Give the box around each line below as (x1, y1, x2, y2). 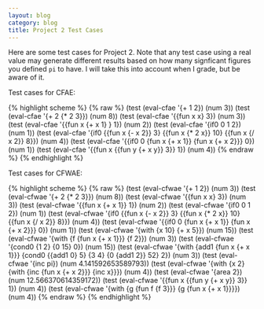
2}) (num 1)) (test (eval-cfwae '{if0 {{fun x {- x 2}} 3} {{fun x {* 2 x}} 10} (8, 209, 241, 219)
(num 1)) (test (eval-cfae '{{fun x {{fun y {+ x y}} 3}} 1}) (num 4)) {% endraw (8, 145, 254, 154)
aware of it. (8, 72, 45, 83)
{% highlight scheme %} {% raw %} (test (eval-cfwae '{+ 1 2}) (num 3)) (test (8, 184, 256, 193)
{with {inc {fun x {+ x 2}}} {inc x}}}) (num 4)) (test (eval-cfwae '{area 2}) (8, 267, 243, 277)
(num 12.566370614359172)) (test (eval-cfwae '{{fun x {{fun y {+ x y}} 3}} (8, 276, 247, 285)
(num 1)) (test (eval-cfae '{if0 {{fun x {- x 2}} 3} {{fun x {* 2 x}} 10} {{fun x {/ (8, 128, 255, 138)
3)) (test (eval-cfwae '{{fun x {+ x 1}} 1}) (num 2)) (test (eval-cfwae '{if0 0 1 (8, 200, 251, 210)
